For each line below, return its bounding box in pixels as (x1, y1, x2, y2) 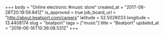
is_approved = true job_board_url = (44, 9, 116, 15)
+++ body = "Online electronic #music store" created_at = (5, 4, 123, 10)
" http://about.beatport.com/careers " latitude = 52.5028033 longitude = (5, 15, 150, 20)
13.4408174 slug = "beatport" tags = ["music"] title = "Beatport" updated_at (5, 20, 159, 26)
